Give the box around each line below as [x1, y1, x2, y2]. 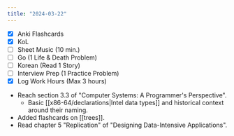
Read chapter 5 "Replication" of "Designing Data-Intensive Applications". [17, 121, 228, 130]
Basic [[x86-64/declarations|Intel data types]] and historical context [27, 99, 224, 107]
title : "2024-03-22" [7, 10, 68, 18]
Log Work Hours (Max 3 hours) [17, 77, 107, 85]
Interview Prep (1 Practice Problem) [17, 69, 119, 77]
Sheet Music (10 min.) [17, 45, 80, 53]
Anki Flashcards [17, 29, 64, 38]
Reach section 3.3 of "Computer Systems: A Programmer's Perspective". [17, 91, 227, 100]
